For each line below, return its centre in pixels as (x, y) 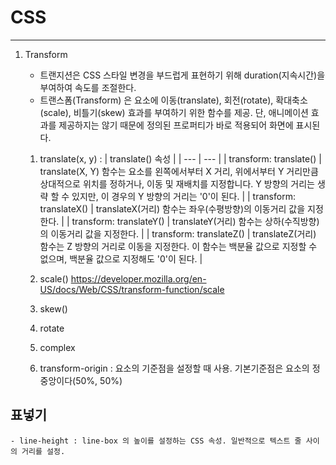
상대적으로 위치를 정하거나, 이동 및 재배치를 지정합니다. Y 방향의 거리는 (177, 183)
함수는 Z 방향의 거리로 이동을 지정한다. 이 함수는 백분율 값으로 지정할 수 (178, 246)
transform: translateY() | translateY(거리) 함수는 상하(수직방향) (195, 221)
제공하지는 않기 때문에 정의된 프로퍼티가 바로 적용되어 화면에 (176, 125)
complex (57, 347)
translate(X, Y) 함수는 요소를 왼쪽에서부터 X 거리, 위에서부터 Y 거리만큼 (179, 171)
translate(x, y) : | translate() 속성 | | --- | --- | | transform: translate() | (180, 158)
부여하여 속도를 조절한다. (88, 87)
